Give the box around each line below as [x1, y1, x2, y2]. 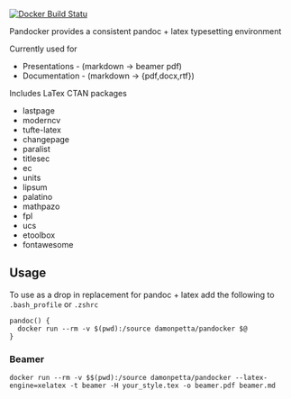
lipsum [22, 182, 48, 193]
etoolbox [22, 230, 56, 240]
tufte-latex [22, 124, 61, 135]
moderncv [22, 115, 61, 125]
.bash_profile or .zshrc [9, 298, 99, 310]
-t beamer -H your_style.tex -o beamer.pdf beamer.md [69, 381, 277, 391]
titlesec [22, 153, 50, 164]
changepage [22, 134, 70, 144]
